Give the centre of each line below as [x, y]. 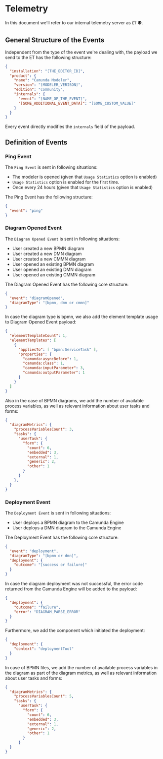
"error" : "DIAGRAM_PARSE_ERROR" [47, 612]
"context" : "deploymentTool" [44, 649]
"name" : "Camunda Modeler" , [43, 80]
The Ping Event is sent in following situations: [51, 167]
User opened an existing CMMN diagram [54, 275]
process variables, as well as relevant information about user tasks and [77, 406]
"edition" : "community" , [40, 90]
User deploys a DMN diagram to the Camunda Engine [67, 528]
